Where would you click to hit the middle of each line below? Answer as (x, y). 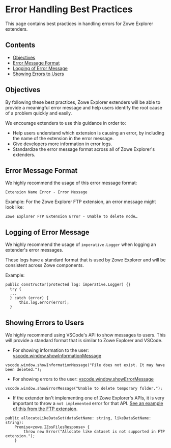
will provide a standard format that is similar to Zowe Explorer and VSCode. (84, 340)
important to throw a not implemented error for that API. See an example (88, 403)
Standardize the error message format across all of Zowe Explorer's (84, 149)
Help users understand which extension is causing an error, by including (88, 133)
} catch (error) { (30, 298)
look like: (15, 207)
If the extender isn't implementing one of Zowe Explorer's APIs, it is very (88, 398)
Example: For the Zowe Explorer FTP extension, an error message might (81, 202)
